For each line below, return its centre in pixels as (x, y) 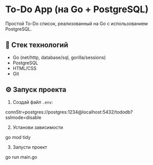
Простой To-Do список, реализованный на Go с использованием (77, 23)
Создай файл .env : (33, 102)
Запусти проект (30, 147)
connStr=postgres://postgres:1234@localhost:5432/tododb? (69, 112)
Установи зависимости (38, 127)
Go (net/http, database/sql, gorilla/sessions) (59, 57)
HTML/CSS (25, 68)
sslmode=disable (24, 117)
